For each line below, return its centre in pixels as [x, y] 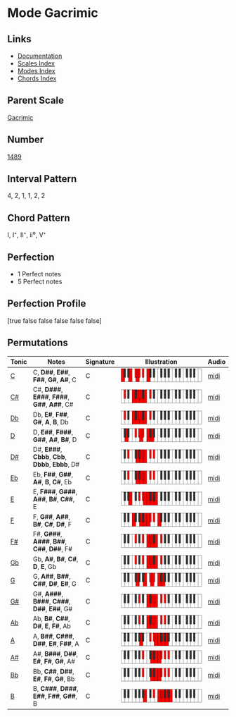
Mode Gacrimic [53, 13]
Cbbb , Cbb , [50, 457]
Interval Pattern [42, 179]
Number [26, 140]
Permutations [38, 343]
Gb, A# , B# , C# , [55, 559]
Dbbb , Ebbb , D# [56, 465]
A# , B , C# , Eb [52, 482]
